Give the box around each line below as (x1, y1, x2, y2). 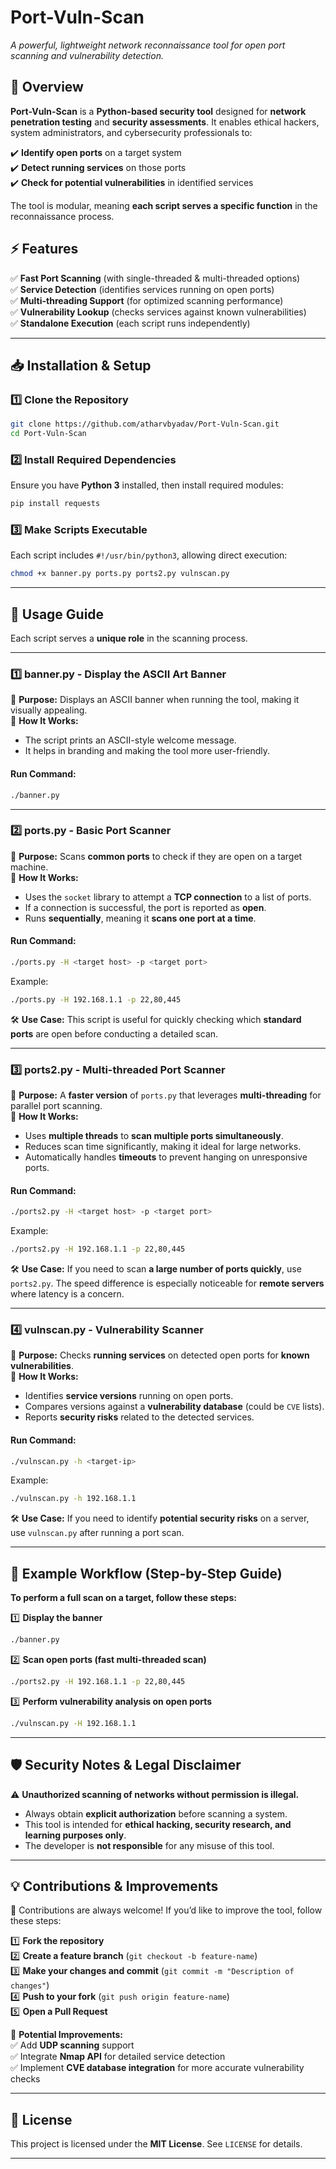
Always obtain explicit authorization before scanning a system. (24, 1807, 288, 1820)
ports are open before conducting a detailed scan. (10, 1027, 219, 1040)
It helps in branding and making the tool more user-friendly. (24, 745, 271, 757)
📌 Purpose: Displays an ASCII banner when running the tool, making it (10, 694, 300, 706)
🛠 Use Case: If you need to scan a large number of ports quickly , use (10, 1263, 302, 1275)
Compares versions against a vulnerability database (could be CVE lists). (24, 1401, 325, 1413)
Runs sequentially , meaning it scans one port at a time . (24, 912, 257, 924)
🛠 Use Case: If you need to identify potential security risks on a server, (10, 1512, 310, 1525)
